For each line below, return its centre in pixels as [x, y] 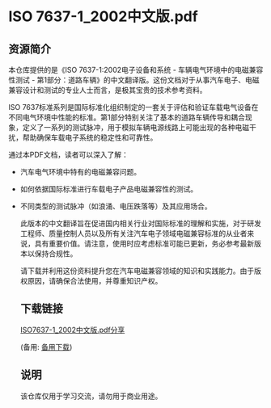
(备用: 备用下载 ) [46, 347]
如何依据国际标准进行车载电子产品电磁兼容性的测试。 [109, 189]
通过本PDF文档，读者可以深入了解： [69, 155]
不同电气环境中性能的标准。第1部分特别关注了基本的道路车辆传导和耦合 [127, 117]
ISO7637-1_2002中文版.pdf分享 [72, 330]
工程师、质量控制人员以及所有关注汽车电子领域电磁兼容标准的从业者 [133, 233]
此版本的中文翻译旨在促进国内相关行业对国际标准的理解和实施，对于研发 [140, 223]
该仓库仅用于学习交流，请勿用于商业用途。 [91, 396]
